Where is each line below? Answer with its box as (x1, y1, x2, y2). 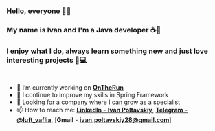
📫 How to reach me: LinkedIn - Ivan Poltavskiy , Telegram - (16, 105, 188, 114)
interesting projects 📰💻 (6, 55, 87, 65)
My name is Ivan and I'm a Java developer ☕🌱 (6, 25, 161, 34)
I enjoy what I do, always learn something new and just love (6, 46, 209, 56)
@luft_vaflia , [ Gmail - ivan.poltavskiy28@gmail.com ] (16, 115, 172, 123)
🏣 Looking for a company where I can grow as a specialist (16, 98, 180, 106)
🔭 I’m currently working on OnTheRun (16, 83, 124, 92)
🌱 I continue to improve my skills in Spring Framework (16, 90, 169, 99)
